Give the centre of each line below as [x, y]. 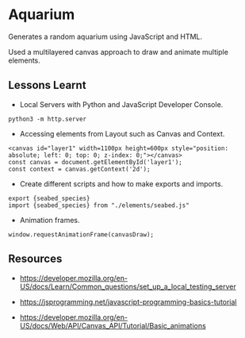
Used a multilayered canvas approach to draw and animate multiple [118, 52]
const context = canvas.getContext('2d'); [79, 169]
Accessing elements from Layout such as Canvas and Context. [122, 133]
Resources [35, 259]
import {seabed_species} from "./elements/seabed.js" [99, 205]
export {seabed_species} [49, 198]
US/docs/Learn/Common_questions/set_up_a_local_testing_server [128, 286]
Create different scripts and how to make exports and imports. [121, 183]
